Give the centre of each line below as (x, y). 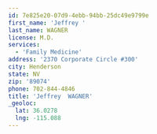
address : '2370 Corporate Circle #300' (73, 60)
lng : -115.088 (38, 118)
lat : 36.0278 (37, 111)
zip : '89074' (29, 81)
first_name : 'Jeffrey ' (47, 23)
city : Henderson (35, 67)
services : (24, 45)
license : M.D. (31, 37)
